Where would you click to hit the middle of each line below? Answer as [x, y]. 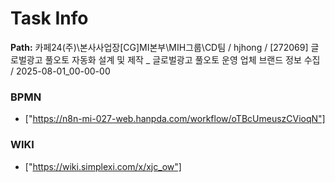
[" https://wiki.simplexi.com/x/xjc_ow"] [103, 166]
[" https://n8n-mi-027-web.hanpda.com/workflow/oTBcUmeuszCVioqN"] [175, 119]
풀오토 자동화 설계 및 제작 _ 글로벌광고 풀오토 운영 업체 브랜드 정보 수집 [182, 59]
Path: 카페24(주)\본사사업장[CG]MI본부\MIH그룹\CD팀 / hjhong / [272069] [159, 47]
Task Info [49, 18]
